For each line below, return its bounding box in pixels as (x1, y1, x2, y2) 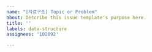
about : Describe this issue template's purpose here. (6, 15, 147, 21)
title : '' (6, 20, 32, 26)
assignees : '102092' (6, 31, 59, 37)
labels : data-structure (6, 25, 67, 32)
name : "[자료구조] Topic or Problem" (6, 8, 98, 15)
